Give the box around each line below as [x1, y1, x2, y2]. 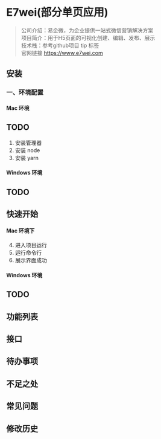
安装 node [14, 146, 40, 154]
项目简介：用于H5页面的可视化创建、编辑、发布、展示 [21, 34, 156, 41]
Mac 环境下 [6, 227, 35, 234]
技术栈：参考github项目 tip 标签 [21, 42, 99, 49]
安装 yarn [14, 154, 39, 161]
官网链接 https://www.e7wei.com [21, 49, 104, 56]
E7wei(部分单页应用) [6, 5, 109, 19]
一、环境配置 [6, 88, 44, 97]
